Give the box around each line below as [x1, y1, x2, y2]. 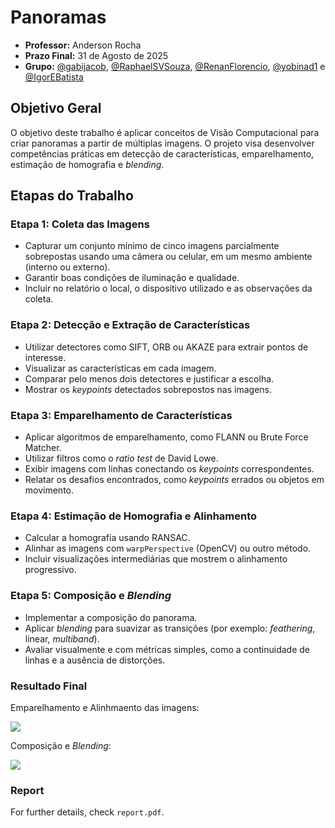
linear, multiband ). [24, 632, 100, 645]
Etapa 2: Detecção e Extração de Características [10, 318, 251, 332]
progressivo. [24, 564, 77, 576]
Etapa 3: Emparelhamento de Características [10, 408, 233, 422]
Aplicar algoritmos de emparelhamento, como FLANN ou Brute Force [24, 431, 309, 443]
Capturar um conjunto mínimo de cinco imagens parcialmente [24, 240, 280, 252]
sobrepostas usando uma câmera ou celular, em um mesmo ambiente [24, 251, 313, 263]
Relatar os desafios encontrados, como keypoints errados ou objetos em [24, 474, 325, 486]
